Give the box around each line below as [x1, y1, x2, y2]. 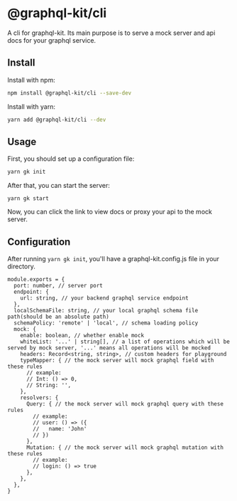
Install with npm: [7, 75, 55, 84]
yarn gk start [7, 195, 50, 202]
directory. [7, 262, 35, 270]
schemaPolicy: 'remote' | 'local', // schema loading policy [13, 320, 199, 327]
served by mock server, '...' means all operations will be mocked [7, 344, 211, 352]
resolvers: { [20, 394, 59, 401]
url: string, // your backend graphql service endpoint [20, 295, 189, 302]
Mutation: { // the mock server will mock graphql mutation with [26, 444, 224, 451]
